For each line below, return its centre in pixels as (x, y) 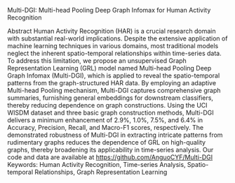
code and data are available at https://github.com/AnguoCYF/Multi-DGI (110, 157)
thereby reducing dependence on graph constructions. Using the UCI (108, 105)
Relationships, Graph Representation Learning (101, 172)
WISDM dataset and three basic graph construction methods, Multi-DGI (110, 112)
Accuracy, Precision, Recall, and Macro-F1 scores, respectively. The (106, 127)
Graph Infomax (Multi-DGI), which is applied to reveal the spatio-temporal (114, 75)
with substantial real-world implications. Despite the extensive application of (117, 38)
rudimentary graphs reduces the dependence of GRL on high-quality (106, 142)
